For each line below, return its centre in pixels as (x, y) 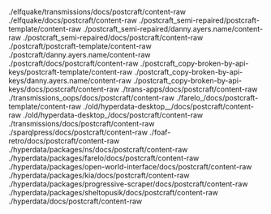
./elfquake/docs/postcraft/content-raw (73, 20)
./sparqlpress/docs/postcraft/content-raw (78, 132)
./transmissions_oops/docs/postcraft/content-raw (92, 98)
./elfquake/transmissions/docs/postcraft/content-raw (97, 12)
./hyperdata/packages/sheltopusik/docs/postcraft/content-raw (114, 193)
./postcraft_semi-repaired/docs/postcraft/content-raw (113, 37)
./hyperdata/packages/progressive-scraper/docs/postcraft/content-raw (128, 184)
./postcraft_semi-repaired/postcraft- (199, 20)
